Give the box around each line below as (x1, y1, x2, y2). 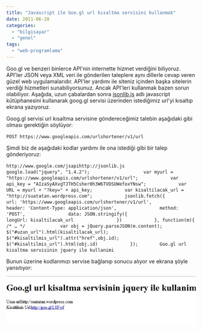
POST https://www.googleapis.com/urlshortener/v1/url (6, 133, 144, 139)
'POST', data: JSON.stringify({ (6, 211, 128, 217)
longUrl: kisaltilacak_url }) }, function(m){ (6, 217, 195, 223)
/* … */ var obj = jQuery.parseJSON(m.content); (6, 223, 163, 229)
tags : (6, 41, 20, 47)
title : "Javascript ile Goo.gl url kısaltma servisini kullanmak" (6, 10, 176, 16)
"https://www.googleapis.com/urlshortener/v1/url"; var (6, 175, 179, 181)
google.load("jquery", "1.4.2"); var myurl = (6, 169, 173, 175)
